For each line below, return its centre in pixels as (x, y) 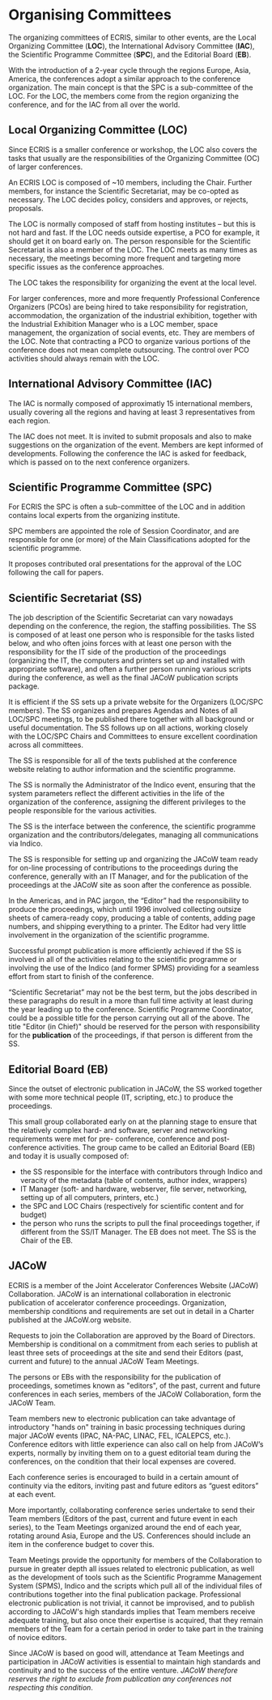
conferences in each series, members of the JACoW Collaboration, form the (135, 1394)
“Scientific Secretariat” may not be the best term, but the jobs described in (133, 992)
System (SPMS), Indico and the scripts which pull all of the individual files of (136, 1586)
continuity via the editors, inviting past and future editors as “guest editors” (134, 1486)
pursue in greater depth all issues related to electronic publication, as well (132, 1568)
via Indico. (25, 844)
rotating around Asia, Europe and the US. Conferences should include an (130, 1536)
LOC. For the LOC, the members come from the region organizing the (123, 95)
